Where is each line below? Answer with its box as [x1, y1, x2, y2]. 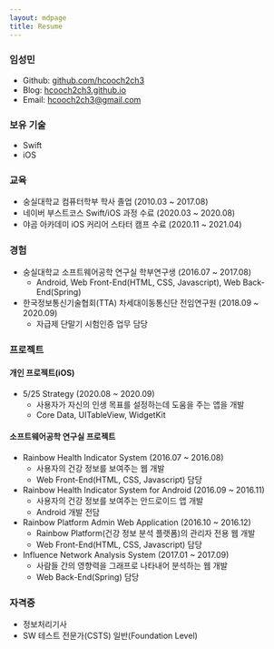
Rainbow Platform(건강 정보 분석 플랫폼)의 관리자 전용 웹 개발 [35, 528, 256, 539]
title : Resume [9, 22, 64, 31]
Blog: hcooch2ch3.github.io [22, 84, 127, 96]
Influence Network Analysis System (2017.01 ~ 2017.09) [22, 550, 230, 561]
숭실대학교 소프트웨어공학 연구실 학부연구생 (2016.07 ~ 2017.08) [22, 266, 252, 278]
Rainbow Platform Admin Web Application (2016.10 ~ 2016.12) [22, 517, 251, 528]
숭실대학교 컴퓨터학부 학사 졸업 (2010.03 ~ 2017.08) [22, 197, 209, 208]
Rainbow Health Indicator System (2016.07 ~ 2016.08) [22, 452, 224, 463]
